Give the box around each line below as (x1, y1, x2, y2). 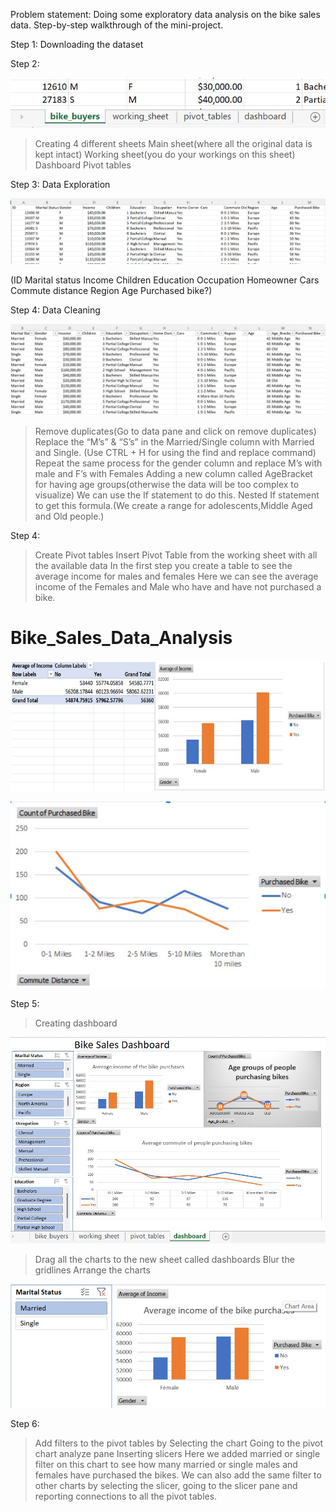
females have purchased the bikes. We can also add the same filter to (34, 1469, 322, 1481)
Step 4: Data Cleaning (10, 304, 101, 316)
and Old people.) (34, 510, 105, 523)
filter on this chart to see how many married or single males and (34, 1459, 298, 1471)
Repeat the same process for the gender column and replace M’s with (34, 457, 323, 469)
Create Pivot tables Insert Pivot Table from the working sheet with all (34, 549, 318, 561)
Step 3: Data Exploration (10, 178, 111, 190)
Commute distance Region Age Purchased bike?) (10, 285, 213, 297)
